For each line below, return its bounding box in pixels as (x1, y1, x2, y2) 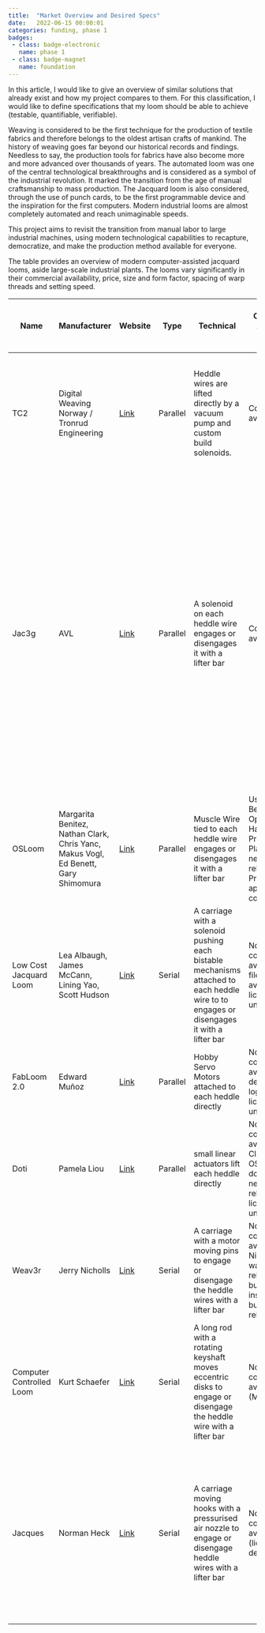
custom (193, 427, 222, 438)
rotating (193, 1341, 223, 1353)
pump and (193, 417, 231, 428)
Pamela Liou (58, 1163, 104, 1174)
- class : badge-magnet (11, 56, 87, 64)
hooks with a (193, 1503, 241, 1514)
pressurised (193, 1512, 238, 1523)
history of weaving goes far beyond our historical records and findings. (8, 141, 239, 151)
